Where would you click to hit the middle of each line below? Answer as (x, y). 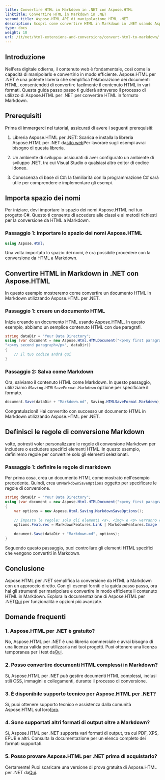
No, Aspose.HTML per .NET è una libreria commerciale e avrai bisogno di (79, 642)
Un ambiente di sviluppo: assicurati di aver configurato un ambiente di (83, 157)
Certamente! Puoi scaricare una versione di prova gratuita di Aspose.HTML (81, 767)
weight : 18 (16, 33)
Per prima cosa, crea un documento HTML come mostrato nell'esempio (77, 478)
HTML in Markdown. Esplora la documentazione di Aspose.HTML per (75, 596)
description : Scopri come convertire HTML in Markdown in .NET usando (79, 23)
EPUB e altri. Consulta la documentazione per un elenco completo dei (76, 738)
